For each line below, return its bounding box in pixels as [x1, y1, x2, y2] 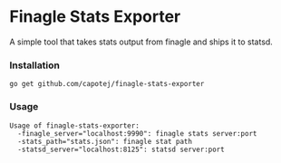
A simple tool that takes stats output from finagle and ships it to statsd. [9, 36, 274, 47]
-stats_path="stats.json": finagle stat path [17, 137, 193, 146]
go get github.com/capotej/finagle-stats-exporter [9, 80, 205, 89]
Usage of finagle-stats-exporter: [9, 120, 140, 130]
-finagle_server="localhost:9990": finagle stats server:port [17, 129, 257, 138]
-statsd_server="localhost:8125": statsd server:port [17, 145, 225, 154]
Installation [9, 59, 61, 72]
